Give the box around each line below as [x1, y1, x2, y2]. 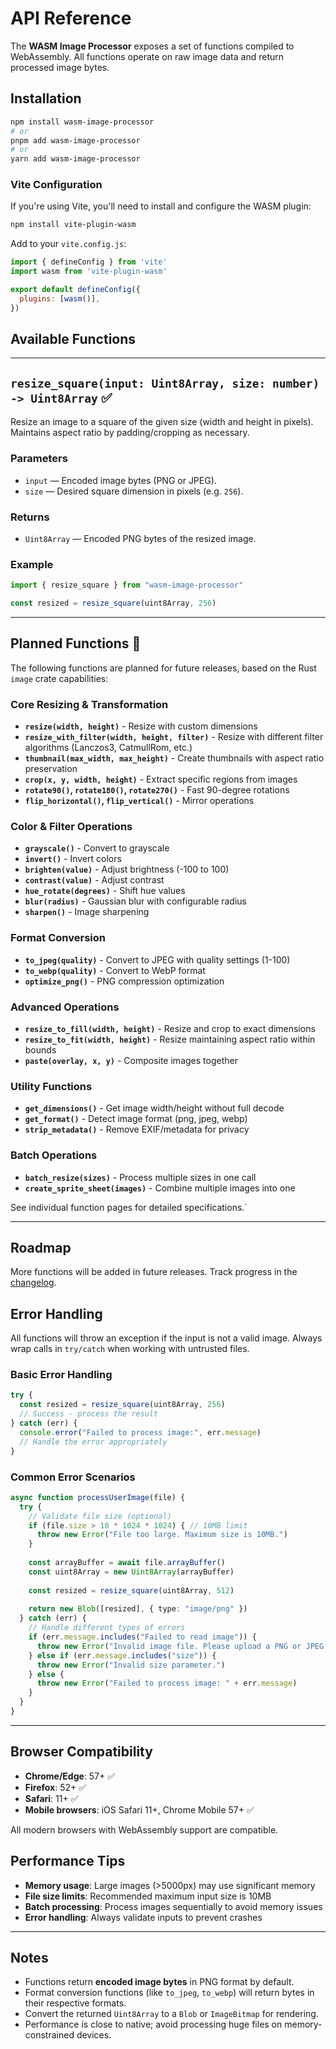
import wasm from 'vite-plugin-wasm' [10, 267, 168, 277]
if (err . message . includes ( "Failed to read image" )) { [28, 1632, 257, 1642]
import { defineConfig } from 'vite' [10, 257, 168, 267]
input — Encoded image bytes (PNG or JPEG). [24, 474, 217, 486]
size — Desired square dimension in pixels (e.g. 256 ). [24, 485, 244, 497]
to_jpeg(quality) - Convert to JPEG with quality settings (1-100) [24, 953, 291, 966]
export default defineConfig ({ [10, 285, 141, 295]
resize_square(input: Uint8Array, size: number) [10, 376, 320, 391]
